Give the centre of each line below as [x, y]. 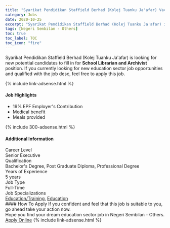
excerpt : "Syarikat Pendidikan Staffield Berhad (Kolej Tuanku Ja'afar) [83, 24]
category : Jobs [21, 15]
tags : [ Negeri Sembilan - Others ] [42, 29]
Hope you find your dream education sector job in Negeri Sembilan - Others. [85, 215]
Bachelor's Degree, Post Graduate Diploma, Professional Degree [72, 166]
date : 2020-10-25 [24, 19]
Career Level [18, 150]
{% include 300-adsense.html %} [40, 127]
